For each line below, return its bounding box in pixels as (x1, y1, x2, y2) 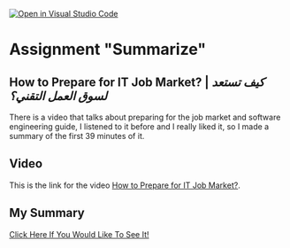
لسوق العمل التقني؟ (9, 89, 108, 104)
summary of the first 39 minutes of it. (9, 131, 145, 141)
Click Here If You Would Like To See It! (9, 229, 149, 239)
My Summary (9, 205, 86, 221)
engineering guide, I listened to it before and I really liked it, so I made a (9, 121, 270, 132)
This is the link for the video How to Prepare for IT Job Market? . (9, 180, 240, 190)
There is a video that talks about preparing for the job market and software (9, 112, 281, 122)
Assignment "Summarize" (9, 40, 206, 59)
